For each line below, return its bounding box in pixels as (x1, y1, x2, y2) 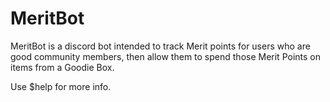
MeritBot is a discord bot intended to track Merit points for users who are (10, 40, 311, 52)
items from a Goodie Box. (10, 61, 115, 73)
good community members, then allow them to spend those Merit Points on (10, 50, 321, 62)
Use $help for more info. (10, 80, 112, 92)
